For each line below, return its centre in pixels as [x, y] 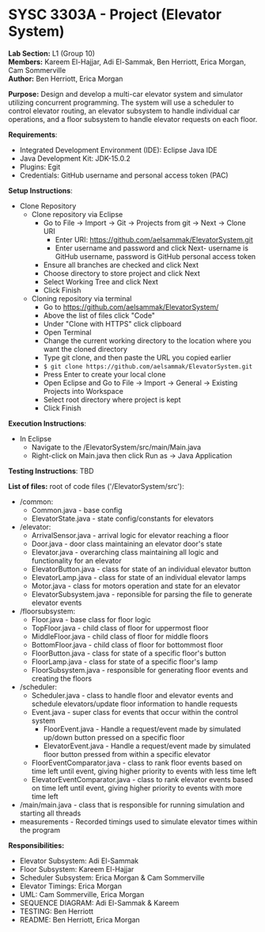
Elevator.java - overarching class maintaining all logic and [125, 552]
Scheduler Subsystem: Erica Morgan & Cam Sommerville [112, 877]
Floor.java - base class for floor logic [91, 619]
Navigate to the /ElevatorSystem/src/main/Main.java [116, 447]
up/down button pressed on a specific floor [114, 737]
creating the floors [62, 678]
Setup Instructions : [40, 190]
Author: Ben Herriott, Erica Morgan [66, 78]
